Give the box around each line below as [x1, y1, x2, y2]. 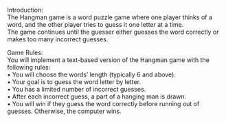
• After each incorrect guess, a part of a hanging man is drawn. [7, 92, 187, 101]
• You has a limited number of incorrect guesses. [7, 85, 146, 93]
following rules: [7, 63, 51, 71]
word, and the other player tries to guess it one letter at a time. [7, 21, 184, 28]
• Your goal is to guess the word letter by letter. [7, 78, 141, 85]
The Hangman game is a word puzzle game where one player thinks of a [7, 13, 213, 21]
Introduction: [7, 6, 43, 14]
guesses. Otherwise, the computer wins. [7, 107, 122, 115]
